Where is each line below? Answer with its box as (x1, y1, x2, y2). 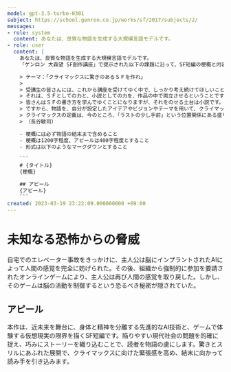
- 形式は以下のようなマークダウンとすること (19, 143, 128, 150)
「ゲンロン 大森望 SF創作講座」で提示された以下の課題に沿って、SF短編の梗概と (19, 61, 217, 68)
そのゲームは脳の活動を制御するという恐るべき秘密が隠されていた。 (7, 281, 200, 290)
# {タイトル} (19, 162, 53, 169)
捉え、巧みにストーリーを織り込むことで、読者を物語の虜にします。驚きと (7, 340, 217, 349)
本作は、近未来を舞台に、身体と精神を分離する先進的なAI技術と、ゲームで (7, 323, 218, 332)
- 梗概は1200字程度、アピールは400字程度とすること (19, 137, 150, 144)
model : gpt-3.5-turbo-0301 (7, 10, 85, 17)
